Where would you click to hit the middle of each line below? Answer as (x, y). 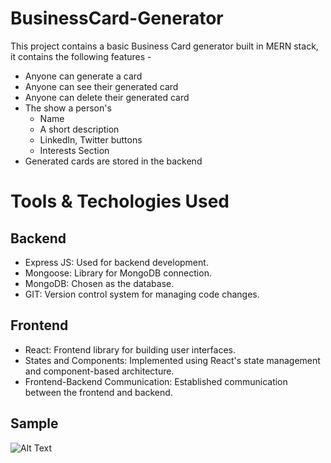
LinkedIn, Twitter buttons (91, 139)
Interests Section (74, 150)
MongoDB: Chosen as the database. (99, 283)
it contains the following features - (81, 56)
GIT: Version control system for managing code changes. (142, 294)
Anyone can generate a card (83, 76)
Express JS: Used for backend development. (116, 262)
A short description (79, 129)
